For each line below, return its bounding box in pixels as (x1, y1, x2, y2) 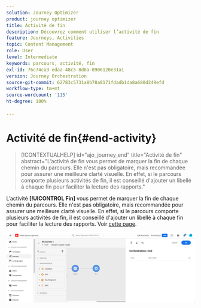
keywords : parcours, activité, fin (6, 60, 95, 66)
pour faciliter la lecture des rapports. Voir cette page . (6, 220, 137, 228)
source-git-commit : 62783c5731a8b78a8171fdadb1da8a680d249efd (6, 79, 165, 85)
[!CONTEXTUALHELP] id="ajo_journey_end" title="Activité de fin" (20, 151, 182, 159)
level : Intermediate (6, 54, 58, 60)
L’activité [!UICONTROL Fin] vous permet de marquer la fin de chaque (6, 195, 179, 202)
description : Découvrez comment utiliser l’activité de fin (6, 29, 160, 35)
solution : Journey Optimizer (6, 10, 79, 16)
